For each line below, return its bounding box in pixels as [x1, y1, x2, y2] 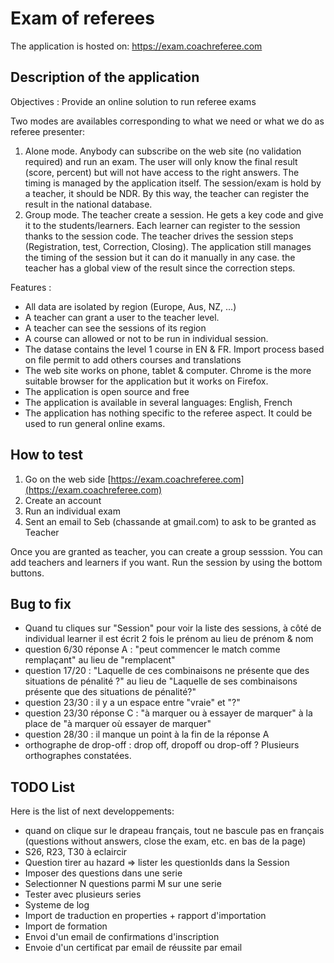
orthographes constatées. [24, 750, 132, 762]
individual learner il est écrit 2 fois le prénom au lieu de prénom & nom [24, 633, 314, 645]
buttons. [10, 567, 45, 579]
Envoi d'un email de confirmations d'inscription [24, 931, 220, 943]
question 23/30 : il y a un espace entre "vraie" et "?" [24, 697, 241, 709]
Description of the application [10, 69, 200, 86]
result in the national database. [24, 198, 153, 210]
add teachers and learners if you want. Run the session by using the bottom [10, 556, 323, 568]
